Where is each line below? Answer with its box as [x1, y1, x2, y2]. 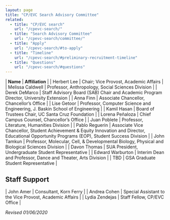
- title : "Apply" [10, 41, 47, 46]
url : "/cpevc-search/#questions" [14, 64, 86, 70]
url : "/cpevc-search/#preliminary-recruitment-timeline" [14, 55, 138, 60]
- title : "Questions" [10, 60, 56, 65]
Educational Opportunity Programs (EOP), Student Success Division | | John [5, 133, 164, 139]
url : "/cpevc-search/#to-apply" [14, 46, 83, 51]
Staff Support [5, 175, 49, 184]
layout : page [5, 7, 33, 13]
